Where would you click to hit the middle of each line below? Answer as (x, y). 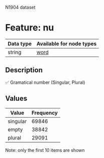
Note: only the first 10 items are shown (45, 150)
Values (16, 99)
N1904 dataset (20, 7)
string (15, 52)
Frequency (44, 113)
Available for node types (67, 43)
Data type (20, 43)
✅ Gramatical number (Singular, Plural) (45, 82)
